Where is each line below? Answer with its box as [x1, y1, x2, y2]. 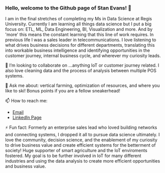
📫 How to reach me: [5, 98, 48, 104]
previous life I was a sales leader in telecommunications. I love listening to [5, 37, 157, 43]
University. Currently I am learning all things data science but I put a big [5, 21, 152, 27]
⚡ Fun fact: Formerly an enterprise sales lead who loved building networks [5, 124, 158, 131]
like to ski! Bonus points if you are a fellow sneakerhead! [5, 88, 120, 94]
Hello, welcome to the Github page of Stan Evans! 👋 [5, 4, 132, 11]
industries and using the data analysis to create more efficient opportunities [5, 158, 161, 164]
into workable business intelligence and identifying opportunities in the [5, 47, 150, 54]
